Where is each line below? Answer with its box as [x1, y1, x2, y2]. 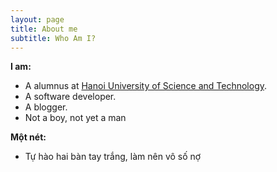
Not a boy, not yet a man [24, 112, 127, 124]
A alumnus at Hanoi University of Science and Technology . [24, 80, 268, 92]
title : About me [10, 24, 78, 34]
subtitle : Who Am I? [10, 33, 97, 43]
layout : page [10, 14, 65, 25]
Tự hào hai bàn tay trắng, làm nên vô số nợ [24, 151, 202, 163]
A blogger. [24, 101, 68, 113]
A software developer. [24, 91, 117, 103]
